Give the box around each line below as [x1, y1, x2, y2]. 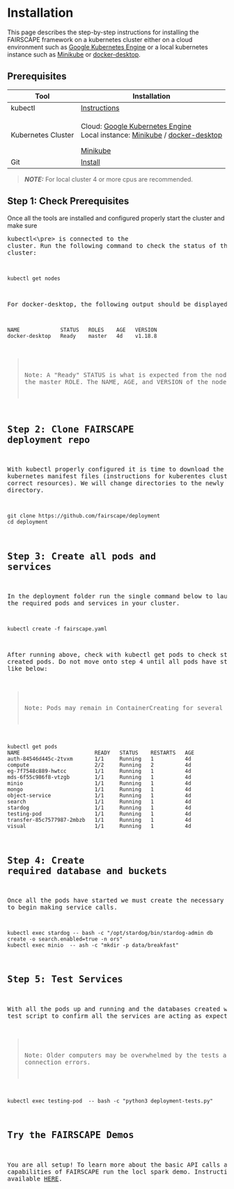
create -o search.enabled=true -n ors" [7, 936, 123, 943]
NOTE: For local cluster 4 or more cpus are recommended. [24, 175, 194, 183]
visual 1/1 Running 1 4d [7, 822, 192, 830]
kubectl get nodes [7, 274, 61, 282]
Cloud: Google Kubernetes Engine [80, 121, 192, 131]
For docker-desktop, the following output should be [7, 300, 192, 308]
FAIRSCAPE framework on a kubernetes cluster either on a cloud [7, 35, 193, 43]
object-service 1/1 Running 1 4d [7, 792, 192, 799]
